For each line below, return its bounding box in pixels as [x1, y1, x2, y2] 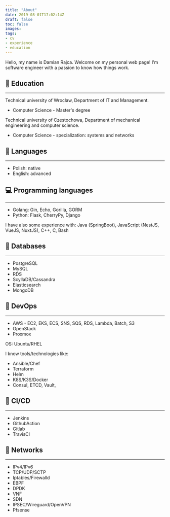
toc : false [5, 21, 28, 27]
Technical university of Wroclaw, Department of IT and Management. [5, 97, 149, 104]
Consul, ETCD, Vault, [12, 382, 56, 388]
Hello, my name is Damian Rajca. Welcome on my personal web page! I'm [5, 59, 158, 65]
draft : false [5, 17, 33, 22]
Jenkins [12, 415, 29, 421]
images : [5, 26, 22, 31]
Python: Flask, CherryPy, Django [12, 212, 81, 218]
